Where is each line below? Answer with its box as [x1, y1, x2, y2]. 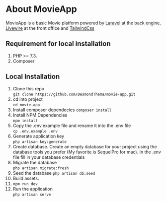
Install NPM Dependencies [12, 112, 68, 118]
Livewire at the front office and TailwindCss [5, 25, 95, 31]
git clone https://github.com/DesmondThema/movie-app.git [12, 92, 136, 97]
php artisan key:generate [12, 139, 67, 144]
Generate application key [12, 133, 64, 139]
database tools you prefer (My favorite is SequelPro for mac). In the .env [12, 149, 161, 155]
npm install [12, 118, 38, 123]
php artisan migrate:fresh [12, 165, 69, 171]
